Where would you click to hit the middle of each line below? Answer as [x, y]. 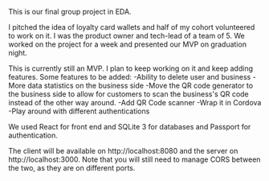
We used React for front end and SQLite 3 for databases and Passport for [130, 127]
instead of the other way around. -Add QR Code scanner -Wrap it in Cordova [135, 103]
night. [18, 53]
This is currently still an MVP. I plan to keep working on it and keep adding [131, 68]
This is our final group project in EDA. [70, 12]
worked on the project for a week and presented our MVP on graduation [128, 44]
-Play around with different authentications [79, 111]
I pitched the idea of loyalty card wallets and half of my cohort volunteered [132, 27]
